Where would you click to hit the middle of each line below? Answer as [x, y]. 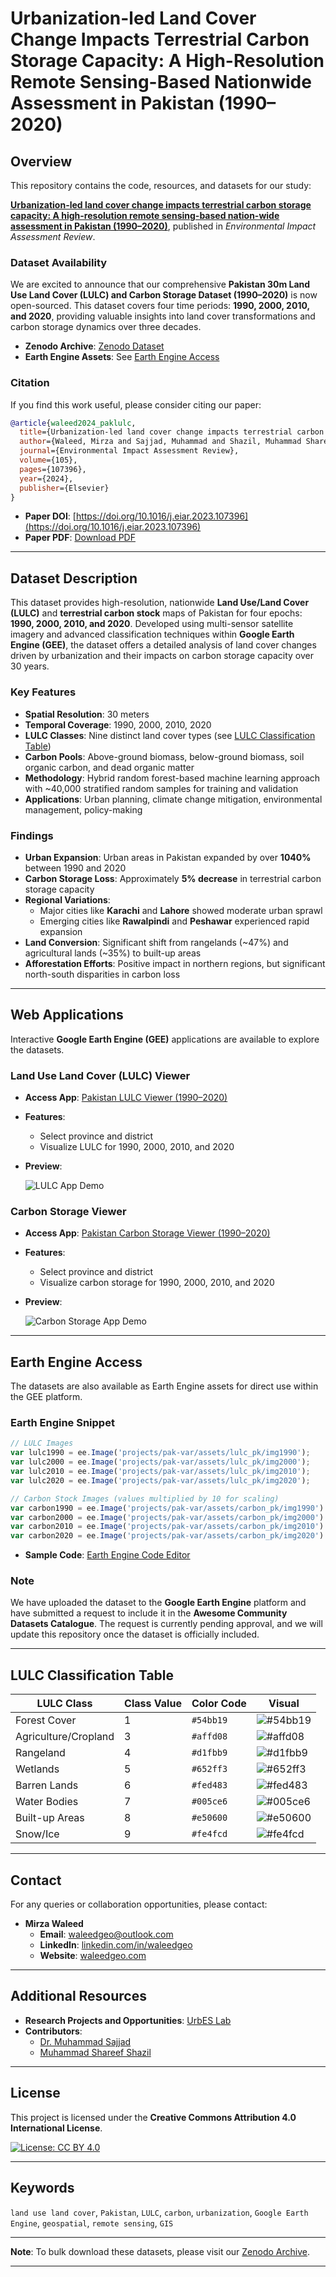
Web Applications [67, 1015]
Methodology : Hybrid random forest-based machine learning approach [172, 778]
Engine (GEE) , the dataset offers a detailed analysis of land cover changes [163, 645]
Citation [30, 383]
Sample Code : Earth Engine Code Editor [107, 1555]
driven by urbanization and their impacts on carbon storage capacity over [162, 656]
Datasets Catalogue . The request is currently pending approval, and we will [166, 1624]
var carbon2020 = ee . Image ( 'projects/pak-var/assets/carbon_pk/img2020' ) [167, 1536]
